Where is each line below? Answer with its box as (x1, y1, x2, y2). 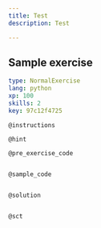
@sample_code (8, 170, 52, 178)
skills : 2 (8, 99, 42, 107)
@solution (8, 191, 42, 199)
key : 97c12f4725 (8, 106, 63, 114)
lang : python (8, 85, 52, 93)
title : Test (8, 11, 48, 20)
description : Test (8, 19, 70, 27)
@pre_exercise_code (8, 149, 74, 157)
